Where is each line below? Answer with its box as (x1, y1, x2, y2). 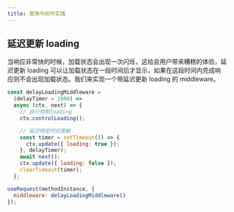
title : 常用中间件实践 (7, 10, 66, 17)
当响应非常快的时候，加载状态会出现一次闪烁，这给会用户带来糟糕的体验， (7, 57, 221, 66)
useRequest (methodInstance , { (7, 185, 95, 192)
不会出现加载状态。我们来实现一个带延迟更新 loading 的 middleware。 (19, 75, 220, 84)
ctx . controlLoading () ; (19, 114, 86, 122)
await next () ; (19, 153, 61, 160)
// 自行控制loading (19, 109, 72, 116)
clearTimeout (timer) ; (19, 167, 82, 174)
